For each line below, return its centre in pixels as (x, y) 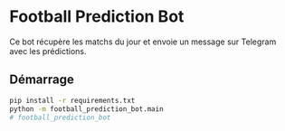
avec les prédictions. (48, 51)
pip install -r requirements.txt (72, 100)
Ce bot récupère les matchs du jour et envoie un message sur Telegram (143, 42)
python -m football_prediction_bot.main (87, 109)
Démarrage (42, 80)
